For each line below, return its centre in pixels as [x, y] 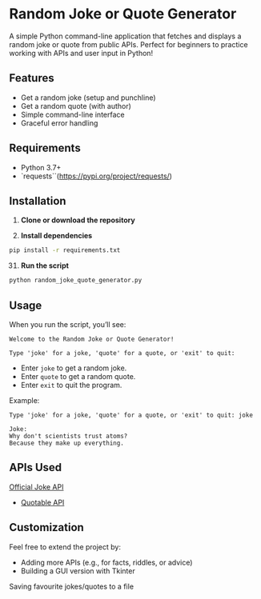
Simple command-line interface [72, 114]
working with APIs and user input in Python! [81, 53]
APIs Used [36, 467]
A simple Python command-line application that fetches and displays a [125, 36]
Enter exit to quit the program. [71, 385]
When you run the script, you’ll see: [68, 324]
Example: [24, 400]
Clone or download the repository [78, 220]
